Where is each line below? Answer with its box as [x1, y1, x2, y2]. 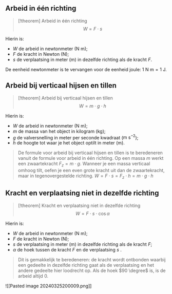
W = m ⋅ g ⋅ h [79, 102, 107, 109]
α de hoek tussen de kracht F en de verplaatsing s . [12, 246, 122, 253]
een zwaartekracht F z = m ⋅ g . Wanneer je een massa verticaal [17, 161, 150, 168]
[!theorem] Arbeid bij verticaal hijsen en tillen [17, 95, 113, 101]
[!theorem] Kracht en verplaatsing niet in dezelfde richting [17, 202, 141, 208]
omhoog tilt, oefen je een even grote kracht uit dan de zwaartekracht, [17, 167, 165, 174]
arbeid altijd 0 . [17, 272, 49, 279]
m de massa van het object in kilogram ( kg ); [12, 128, 106, 134]
